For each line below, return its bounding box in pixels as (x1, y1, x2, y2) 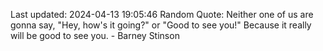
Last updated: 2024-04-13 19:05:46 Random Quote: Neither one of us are (10, 9, 314, 20)
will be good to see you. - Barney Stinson (10, 30, 180, 41)
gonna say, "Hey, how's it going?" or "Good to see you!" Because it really (10, 19, 312, 31)
